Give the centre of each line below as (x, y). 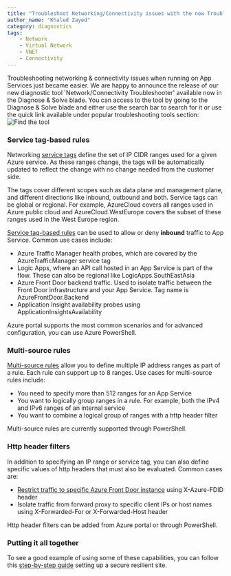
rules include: (26, 380)
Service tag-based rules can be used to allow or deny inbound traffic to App (115, 233)
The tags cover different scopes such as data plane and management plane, (115, 190)
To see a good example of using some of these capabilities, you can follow (113, 557)
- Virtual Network (46, 45)
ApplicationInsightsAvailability (59, 312)
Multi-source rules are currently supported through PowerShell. (97, 429)
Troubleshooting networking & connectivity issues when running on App (109, 78)
